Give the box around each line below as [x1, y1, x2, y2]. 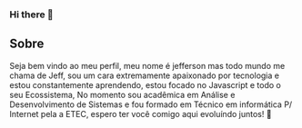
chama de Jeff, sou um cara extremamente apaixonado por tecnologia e [9, 70, 280, 81]
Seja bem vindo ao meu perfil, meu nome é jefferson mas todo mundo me [9, 60, 286, 71]
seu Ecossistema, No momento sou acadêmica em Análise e [9, 89, 236, 100]
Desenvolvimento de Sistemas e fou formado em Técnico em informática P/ [9, 99, 293, 110]
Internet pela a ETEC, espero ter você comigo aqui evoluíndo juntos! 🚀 [9, 108, 272, 119]
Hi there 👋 [9, 8, 55, 21]
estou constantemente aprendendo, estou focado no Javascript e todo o [9, 79, 282, 90]
